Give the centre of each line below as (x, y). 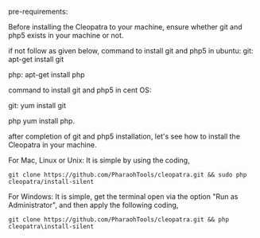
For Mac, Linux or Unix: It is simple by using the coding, (99, 160)
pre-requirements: (38, 12)
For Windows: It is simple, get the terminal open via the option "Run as (123, 197)
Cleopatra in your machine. (52, 145)
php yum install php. (42, 121)
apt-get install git (36, 59)
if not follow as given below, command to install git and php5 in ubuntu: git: (131, 51)
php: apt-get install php (47, 74)
